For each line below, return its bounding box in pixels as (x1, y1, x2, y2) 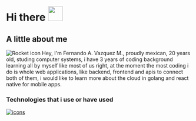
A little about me (6, 34, 68, 44)
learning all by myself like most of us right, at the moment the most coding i (6, 62, 189, 69)
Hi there (6, 11, 46, 24)
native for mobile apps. (6, 81, 62, 88)
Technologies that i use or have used (6, 95, 114, 103)
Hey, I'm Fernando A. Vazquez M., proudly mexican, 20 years (42, 50, 190, 56)
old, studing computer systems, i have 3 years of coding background (6, 56, 174, 63)
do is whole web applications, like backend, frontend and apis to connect (6, 68, 184, 75)
